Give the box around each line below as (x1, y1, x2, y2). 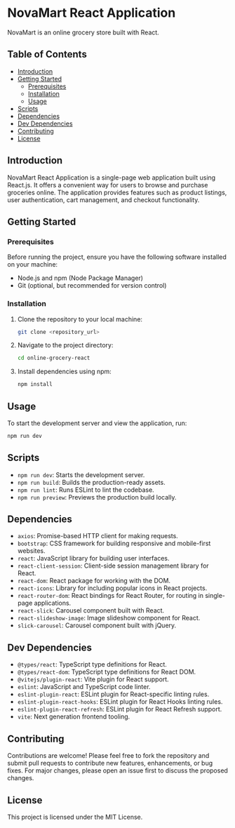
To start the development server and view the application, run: (7, 419, 187, 427)
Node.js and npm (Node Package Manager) (17, 274, 144, 282)
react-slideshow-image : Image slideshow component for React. (17, 614, 201, 622)
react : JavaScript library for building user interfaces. (17, 554, 170, 563)
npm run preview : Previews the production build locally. (17, 493, 177, 501)
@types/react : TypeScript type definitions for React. (17, 660, 167, 669)
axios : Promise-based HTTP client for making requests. (17, 532, 179, 540)
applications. (34, 599, 72, 608)
